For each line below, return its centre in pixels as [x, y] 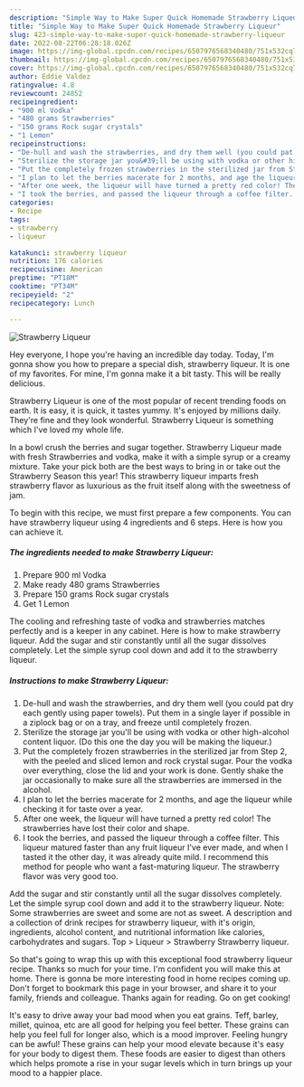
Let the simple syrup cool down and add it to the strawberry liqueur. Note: [147, 903]
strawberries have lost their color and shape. [106, 828]
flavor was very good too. [71, 876]
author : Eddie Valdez [50, 77]
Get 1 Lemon [46, 604]
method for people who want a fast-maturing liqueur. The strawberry [151, 867]
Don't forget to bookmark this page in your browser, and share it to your [143, 988]
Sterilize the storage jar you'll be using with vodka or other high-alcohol [156, 733]
